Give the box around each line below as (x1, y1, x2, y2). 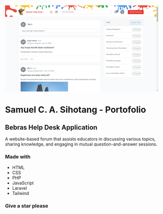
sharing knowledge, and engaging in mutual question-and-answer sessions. (5, 141, 158, 147)
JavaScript (12, 180, 34, 186)
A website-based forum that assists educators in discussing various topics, (5, 136, 156, 142)
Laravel (12, 185, 27, 191)
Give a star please (5, 202, 49, 209)
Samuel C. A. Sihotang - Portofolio (5, 104, 146, 115)
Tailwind (12, 190, 29, 196)
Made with (5, 153, 31, 160)
